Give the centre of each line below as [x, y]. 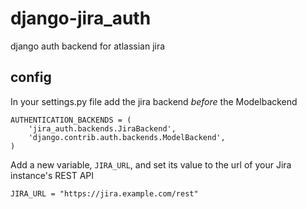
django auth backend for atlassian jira [88, 46]
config [31, 77]
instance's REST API [52, 175]
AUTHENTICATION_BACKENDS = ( [71, 120]
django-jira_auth [81, 18]
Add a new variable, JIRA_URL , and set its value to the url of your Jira [151, 164]
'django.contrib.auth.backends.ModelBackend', [127, 137]
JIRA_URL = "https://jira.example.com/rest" [104, 193]
